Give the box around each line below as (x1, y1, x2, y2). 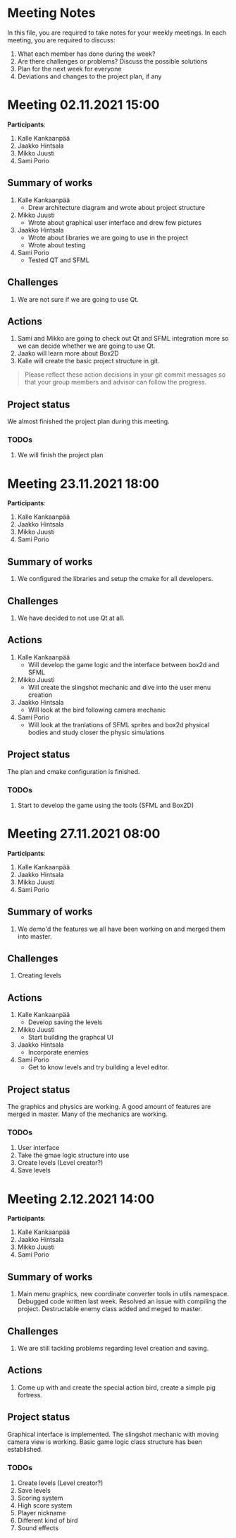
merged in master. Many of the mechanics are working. (7, 1110, 168, 1118)
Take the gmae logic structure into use (17, 1151, 130, 1160)
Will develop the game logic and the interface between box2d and (27, 660, 220, 669)
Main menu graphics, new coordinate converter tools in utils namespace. (17, 1290, 229, 1298)
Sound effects (17, 1523, 58, 1532)
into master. (17, 932, 52, 941)
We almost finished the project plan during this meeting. (7, 417, 170, 425)
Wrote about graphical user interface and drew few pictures (27, 218, 202, 227)
